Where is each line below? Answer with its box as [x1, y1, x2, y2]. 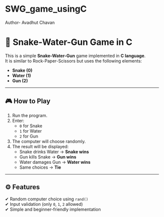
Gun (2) [12, 78, 28, 83]
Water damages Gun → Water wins [19, 159, 91, 165]
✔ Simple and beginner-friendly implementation [5, 206, 101, 212]
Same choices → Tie [19, 164, 61, 170]
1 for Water [19, 128, 42, 134]
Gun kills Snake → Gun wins [19, 154, 77, 159]
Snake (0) [12, 67, 33, 73]
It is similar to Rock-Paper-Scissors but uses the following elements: [5, 58, 142, 64]
